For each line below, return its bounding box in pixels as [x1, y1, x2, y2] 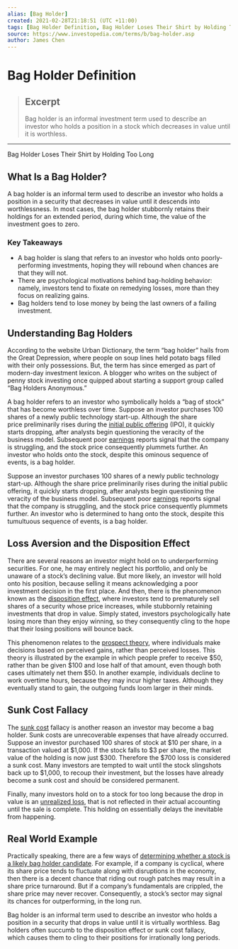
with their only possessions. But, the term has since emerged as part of [7, 361, 216, 370]
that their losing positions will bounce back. [7, 624, 135, 633]
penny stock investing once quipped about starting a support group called [7, 376, 225, 385]
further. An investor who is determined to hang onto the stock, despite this [7, 510, 225, 518]
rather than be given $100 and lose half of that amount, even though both [7, 660, 222, 669]
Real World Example [7, 833, 98, 845]
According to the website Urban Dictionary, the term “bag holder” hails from [7, 346, 229, 355]
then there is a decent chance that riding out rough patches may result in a [7, 874, 225, 883]
